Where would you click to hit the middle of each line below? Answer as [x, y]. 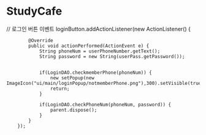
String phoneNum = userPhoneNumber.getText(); [100, 51]
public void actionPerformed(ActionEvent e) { [89, 46]
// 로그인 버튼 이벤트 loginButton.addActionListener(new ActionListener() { [99, 29]
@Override [41, 40]
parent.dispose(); [74, 110]
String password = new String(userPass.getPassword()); [112, 56]
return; [60, 89]
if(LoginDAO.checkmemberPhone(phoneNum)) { [95, 72]
